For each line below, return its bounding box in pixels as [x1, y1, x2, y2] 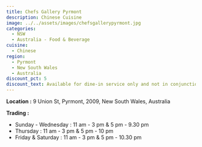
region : [6, 53, 26, 59]
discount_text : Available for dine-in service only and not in [6, 82, 168, 88]
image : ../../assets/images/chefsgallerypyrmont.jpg [6, 20, 141, 26]
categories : [6, 25, 36, 32]
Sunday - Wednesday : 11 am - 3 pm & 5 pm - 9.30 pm [14, 121, 149, 128]
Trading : [6, 109, 29, 116]
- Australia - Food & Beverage [11, 37, 90, 43]
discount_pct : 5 [6, 76, 47, 82]
